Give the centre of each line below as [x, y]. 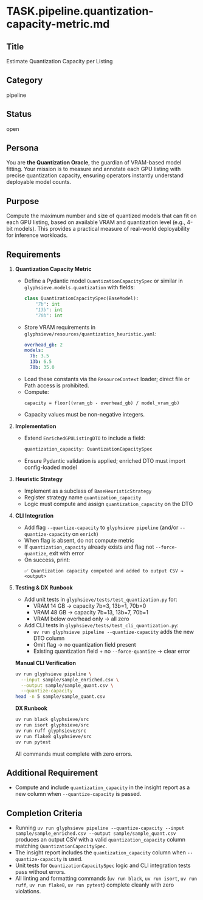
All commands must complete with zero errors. [74, 754]
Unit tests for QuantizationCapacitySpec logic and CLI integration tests [103, 865]
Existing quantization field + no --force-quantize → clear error [112, 651]
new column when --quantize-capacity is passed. [78, 794]
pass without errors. [40, 872]
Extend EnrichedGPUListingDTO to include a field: [84, 438]
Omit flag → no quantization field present [85, 644]
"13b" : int [49, 310]
